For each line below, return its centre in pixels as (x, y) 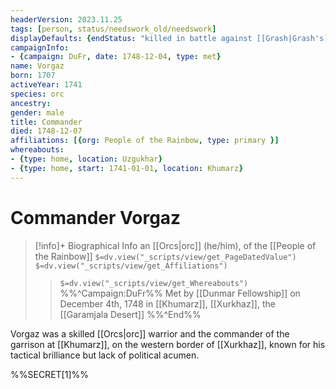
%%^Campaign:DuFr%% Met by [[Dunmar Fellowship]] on (180, 293)
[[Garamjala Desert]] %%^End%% (130, 314)
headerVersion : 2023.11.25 (66, 19)
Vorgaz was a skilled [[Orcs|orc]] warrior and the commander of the (150, 333)
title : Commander (46, 122)
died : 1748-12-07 (46, 131)
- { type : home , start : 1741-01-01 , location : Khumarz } (127, 168)
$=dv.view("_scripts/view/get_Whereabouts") (154, 283)
